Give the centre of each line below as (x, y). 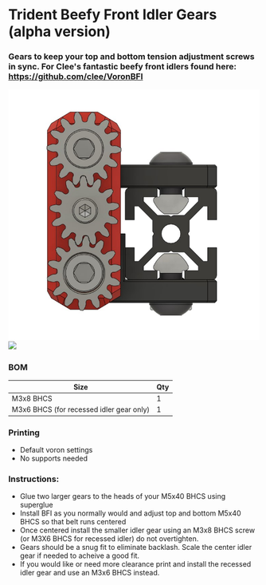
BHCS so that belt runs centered (73, 522)
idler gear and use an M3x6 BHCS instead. (90, 573)
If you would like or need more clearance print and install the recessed (135, 564)
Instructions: (34, 479)
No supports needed (54, 458)
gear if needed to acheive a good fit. (80, 555)
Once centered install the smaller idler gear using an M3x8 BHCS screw (137, 530)
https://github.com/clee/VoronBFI (76, 77)
